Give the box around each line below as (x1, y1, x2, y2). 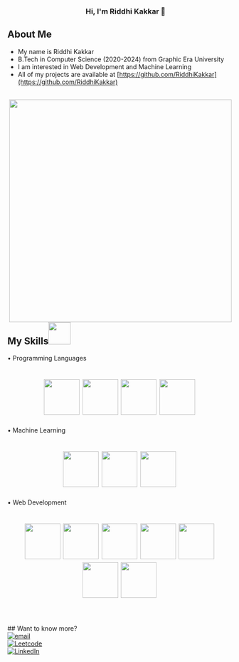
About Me (7, 29, 52, 41)
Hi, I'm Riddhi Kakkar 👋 (85, 6, 166, 16)
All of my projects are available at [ (17, 70, 119, 78)
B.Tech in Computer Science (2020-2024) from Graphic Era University (17, 55, 225, 63)
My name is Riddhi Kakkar (17, 47, 95, 56)
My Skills (7, 335, 49, 347)
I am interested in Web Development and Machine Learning (17, 62, 192, 71)
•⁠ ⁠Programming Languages (7, 354, 87, 363)
